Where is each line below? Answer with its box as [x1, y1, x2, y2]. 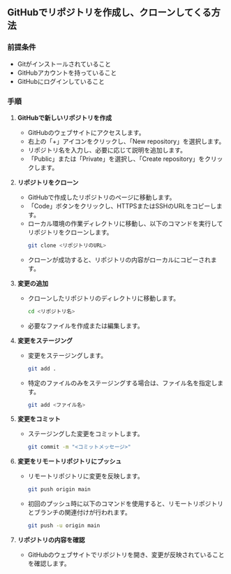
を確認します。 [27, 559, 71, 568]
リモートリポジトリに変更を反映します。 [27, 472, 144, 480]
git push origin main [27, 486, 91, 493]
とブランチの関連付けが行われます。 [27, 508, 131, 517]
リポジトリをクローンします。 [27, 228, 113, 236]
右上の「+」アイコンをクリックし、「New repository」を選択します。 [27, 137, 225, 145]
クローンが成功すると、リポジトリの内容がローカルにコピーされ [27, 255, 211, 264]
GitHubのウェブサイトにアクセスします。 [27, 128, 145, 136]
